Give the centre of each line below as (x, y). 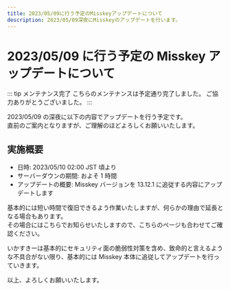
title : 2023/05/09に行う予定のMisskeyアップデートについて (85, 13)
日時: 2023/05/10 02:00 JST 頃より (67, 167)
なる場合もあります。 (37, 216)
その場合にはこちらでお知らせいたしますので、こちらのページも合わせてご (112, 225)
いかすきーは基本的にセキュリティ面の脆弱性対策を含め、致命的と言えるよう (115, 248)
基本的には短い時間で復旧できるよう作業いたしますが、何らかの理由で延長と (115, 208)
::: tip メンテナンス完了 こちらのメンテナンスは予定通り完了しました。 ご (110, 94)
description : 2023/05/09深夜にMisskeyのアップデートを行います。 (94, 20)
